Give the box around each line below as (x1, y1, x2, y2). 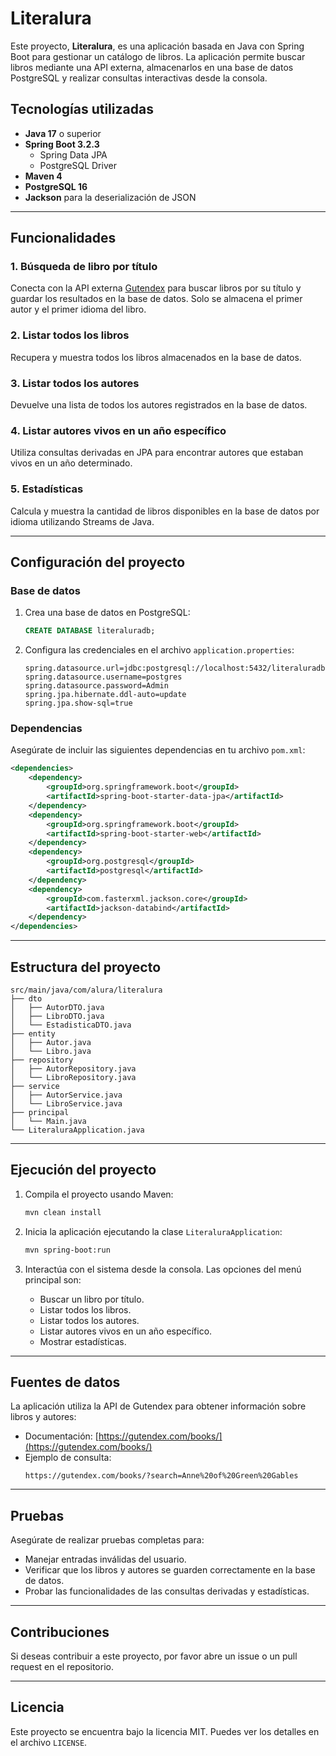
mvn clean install (24, 1207, 102, 1217)
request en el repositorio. (10, 1661, 114, 1673)
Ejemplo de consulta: (24, 1452, 112, 1464)
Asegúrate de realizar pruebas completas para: (10, 1534, 205, 1546)
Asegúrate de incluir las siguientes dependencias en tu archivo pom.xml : (10, 744, 306, 756)
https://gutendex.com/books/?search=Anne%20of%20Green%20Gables (24, 1471, 299, 1481)
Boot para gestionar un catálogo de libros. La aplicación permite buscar (10, 50, 306, 62)
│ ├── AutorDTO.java (10, 1003, 105, 1013)
